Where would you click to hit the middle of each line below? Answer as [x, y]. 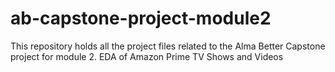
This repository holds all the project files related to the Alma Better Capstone [168, 46]
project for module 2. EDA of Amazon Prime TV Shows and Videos [147, 56]
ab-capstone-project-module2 [141, 18]
